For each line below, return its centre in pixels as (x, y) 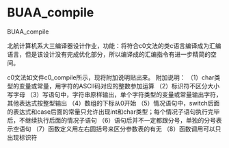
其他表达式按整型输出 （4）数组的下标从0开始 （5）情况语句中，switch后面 (113, 103)
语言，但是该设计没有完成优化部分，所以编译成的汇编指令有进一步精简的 (109, 54)
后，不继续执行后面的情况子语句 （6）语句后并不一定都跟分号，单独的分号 (112, 120)
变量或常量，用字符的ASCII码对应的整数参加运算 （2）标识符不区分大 (116, 86)
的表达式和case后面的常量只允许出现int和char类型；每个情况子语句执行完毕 (113, 112)
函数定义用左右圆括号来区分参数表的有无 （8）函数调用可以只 (134, 129)
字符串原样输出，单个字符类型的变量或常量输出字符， (147, 95)
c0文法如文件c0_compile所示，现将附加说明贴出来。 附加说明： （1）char (111, 77)
